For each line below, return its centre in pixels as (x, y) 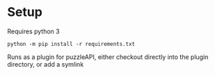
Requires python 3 (34, 31)
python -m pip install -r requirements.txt (71, 44)
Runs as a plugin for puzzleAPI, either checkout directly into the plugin (108, 57)
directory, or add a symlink (46, 64)
